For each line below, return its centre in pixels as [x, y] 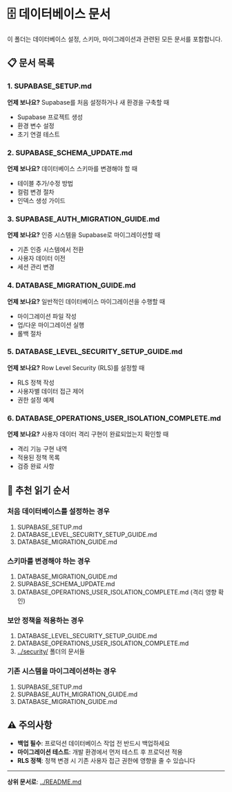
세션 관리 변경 [36, 267]
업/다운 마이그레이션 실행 [51, 325]
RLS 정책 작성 [36, 382]
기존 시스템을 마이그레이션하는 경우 [62, 671]
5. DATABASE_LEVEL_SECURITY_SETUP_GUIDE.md [95, 352]
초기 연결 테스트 [38, 134]
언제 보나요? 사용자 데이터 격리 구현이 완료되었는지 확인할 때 [88, 434]
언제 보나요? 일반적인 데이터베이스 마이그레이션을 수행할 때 [86, 301]
